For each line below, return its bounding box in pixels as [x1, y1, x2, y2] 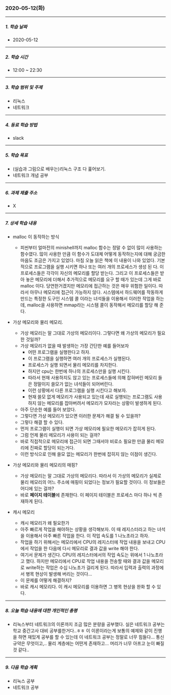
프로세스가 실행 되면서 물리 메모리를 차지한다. [27, 362, 118, 368]
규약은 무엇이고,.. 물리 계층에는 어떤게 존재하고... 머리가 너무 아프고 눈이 [12, 640, 155, 647]
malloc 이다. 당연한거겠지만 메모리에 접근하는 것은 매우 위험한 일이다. [20, 283, 158, 289]
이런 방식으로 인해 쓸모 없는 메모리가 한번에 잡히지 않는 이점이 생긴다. [20, 451, 158, 457]
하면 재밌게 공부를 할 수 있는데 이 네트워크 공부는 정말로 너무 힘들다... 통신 [18, 634, 164, 640]
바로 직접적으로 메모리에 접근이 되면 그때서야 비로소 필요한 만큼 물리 [20, 439, 155, 445]
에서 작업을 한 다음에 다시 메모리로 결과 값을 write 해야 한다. [20, 546, 139, 552]
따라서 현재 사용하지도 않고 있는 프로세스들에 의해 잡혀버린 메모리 [27, 375, 157, 381]
